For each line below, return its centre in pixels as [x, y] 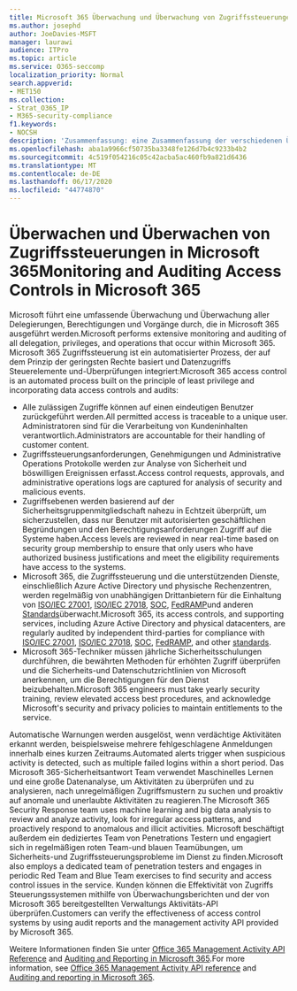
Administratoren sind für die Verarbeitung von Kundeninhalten [135, 426]
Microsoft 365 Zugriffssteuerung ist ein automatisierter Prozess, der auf [140, 352]
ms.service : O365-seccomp [57, 67]
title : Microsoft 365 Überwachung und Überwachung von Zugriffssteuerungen [152, 17]
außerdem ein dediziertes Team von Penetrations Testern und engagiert [140, 838]
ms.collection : [37, 100]
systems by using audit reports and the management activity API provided [144, 922]
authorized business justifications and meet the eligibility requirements [151, 557]
